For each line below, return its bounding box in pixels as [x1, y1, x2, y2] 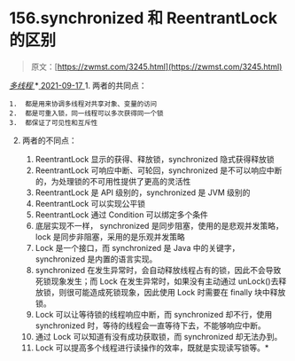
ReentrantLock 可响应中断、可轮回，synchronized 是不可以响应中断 [35, 165, 283, 176]
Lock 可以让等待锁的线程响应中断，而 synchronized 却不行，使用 [35, 309, 273, 319]
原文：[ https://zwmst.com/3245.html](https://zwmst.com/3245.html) [30, 61, 283, 72]
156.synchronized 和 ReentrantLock [9, 8, 277, 28]
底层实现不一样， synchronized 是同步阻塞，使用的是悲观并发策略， [35, 220, 283, 231]
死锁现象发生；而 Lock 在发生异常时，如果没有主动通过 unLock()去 [35, 276, 279, 286]
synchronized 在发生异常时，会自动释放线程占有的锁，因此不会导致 [35, 264, 282, 275]
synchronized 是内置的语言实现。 [35, 254, 158, 264]
